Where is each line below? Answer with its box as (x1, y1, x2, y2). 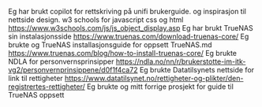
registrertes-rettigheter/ (8, 82, 85, 91)
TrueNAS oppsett (8, 90, 65, 99)
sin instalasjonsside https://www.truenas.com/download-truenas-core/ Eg (8, 31, 249, 41)
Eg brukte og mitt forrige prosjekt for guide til (86, 82, 234, 91)
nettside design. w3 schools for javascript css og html (8, 15, 184, 24)
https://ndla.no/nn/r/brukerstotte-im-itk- (115, 57, 246, 66)
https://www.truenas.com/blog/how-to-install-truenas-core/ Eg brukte (8, 49, 237, 57)
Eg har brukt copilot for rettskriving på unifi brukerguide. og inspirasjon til (8, 7, 247, 16)
